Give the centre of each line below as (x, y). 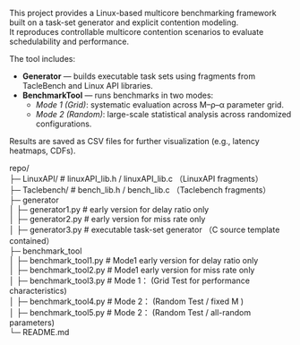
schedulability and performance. (69, 41)
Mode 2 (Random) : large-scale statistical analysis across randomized (163, 114)
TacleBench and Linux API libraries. (88, 86)
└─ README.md (39, 332)
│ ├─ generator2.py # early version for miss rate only (107, 219)
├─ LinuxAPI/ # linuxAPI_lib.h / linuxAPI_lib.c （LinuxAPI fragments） (136, 179)
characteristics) (38, 291)
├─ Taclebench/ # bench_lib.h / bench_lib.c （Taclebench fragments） (140, 190)
